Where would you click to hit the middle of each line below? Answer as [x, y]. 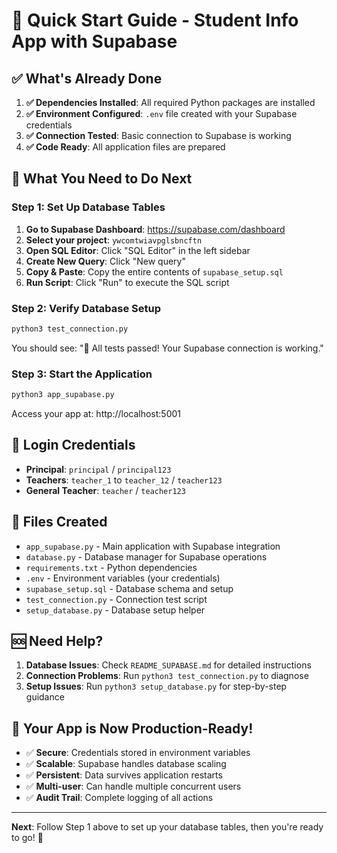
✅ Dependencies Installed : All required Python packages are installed [170, 102]
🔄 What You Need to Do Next [102, 179]
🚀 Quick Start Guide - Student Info [155, 20]
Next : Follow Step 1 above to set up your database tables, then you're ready [167, 827]
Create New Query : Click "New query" [105, 261]
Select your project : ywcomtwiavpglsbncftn [114, 240]
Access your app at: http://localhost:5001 [96, 414]
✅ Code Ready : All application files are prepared [125, 147]
